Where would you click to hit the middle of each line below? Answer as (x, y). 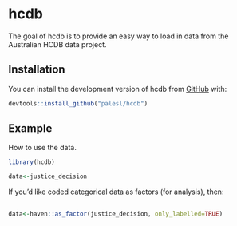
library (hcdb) (32, 162)
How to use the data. (43, 148)
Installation (37, 70)
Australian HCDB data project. (57, 44)
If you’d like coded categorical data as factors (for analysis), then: (116, 192)
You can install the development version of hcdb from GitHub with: (118, 89)
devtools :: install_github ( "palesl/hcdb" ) (78, 103)
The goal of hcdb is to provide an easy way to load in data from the (118, 36)
